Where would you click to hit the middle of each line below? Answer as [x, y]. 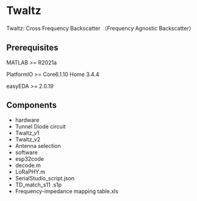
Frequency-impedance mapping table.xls [67, 191]
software [26, 152]
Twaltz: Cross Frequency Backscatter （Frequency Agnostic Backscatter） [100, 28]
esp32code [30, 158]
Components [31, 105]
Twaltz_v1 [27, 133]
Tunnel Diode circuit [40, 126]
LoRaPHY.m [30, 172]
